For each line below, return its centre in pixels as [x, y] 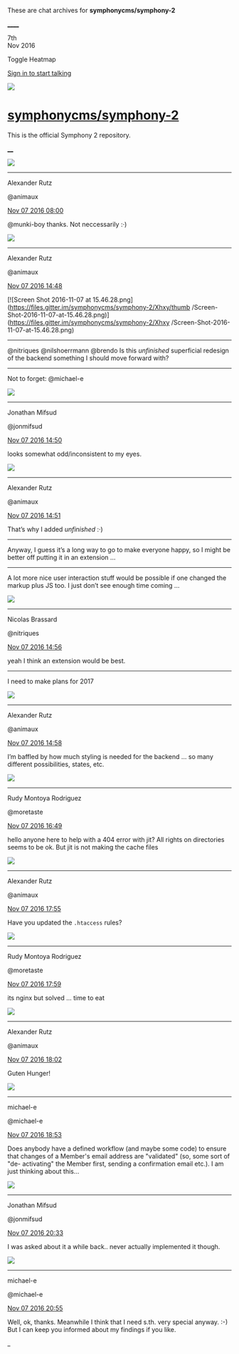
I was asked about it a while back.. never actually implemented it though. [114, 1246]
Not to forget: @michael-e [46, 378]
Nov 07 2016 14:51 [34, 515]
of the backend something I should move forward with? [88, 358]
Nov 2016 [21, 45]
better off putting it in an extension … [62, 557]
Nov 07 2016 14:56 [35, 647]
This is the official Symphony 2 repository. [69, 135]
